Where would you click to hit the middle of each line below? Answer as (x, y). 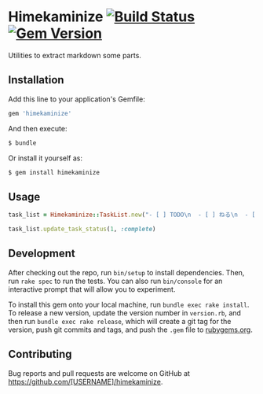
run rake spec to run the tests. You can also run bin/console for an (115, 281)
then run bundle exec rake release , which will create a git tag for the (120, 321)
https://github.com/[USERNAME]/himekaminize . (86, 381)
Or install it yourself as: (45, 158)
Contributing (40, 354)
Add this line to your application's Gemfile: (77, 99)
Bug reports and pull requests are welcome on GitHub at (99, 373)
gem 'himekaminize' (40, 113)
